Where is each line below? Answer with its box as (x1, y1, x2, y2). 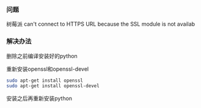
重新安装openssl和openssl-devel (6, 65, 89, 73)
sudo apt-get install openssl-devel (6, 83, 100, 89)
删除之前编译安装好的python (6, 52, 78, 59)
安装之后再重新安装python (6, 95, 72, 102)
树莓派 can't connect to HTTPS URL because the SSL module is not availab (6, 20, 196, 28)
